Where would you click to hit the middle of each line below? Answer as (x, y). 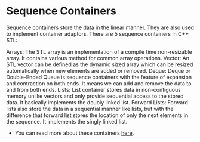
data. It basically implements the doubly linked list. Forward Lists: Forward (97, 102)
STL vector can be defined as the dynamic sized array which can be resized (100, 64)
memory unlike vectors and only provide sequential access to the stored (95, 96)
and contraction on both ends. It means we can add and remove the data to (99, 83)
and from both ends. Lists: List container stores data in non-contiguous (93, 89)
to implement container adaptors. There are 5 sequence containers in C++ (98, 33)
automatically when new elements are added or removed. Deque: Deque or (99, 70)
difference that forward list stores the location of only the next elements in (97, 115)
